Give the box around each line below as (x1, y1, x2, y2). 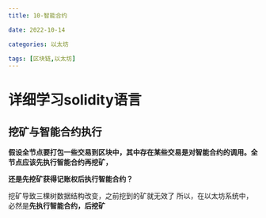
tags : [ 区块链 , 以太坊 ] (8, 55, 76, 63)
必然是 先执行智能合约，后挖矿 (8, 201, 105, 211)
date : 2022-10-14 (8, 25, 66, 34)
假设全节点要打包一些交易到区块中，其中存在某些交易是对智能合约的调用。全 (8, 147, 258, 157)
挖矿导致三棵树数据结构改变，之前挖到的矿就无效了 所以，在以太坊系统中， (8, 191, 253, 201)
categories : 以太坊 (8, 40, 69, 48)
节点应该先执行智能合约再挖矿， (8, 158, 112, 167)
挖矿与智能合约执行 (8, 124, 102, 139)
